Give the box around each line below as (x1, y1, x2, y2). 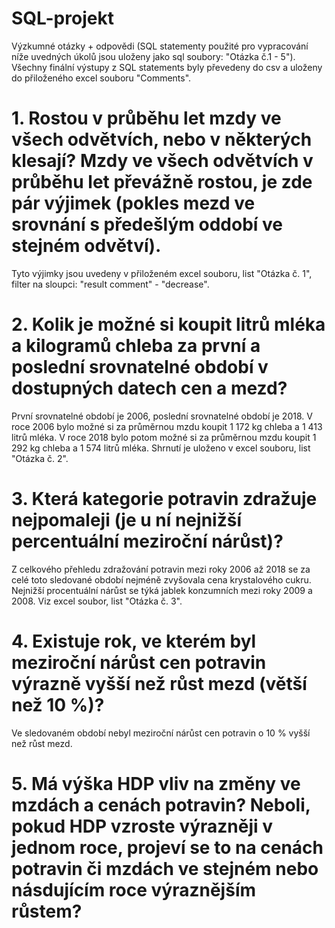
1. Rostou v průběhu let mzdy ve (11, 107, 282, 130)
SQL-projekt (11, 7, 114, 30)
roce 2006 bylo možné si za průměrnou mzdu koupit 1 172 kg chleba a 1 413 (11, 420, 323, 432)
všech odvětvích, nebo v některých (11, 128, 313, 151)
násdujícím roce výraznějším (11, 878, 257, 901)
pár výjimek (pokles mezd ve (11, 192, 256, 215)
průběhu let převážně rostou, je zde (11, 171, 313, 194)
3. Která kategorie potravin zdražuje (11, 488, 318, 510)
